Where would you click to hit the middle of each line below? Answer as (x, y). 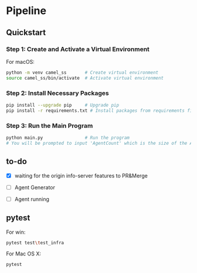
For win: (16, 232)
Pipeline (26, 11)
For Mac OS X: (23, 254)
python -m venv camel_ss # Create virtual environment (82, 72)
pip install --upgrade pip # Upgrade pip (62, 105)
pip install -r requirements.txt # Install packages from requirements (95, 110)
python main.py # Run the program (68, 138)
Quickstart (26, 33)
